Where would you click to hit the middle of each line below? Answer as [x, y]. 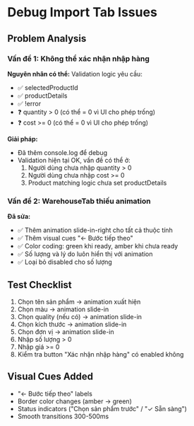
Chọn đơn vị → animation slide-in [66, 332]
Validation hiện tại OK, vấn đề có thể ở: [74, 160]
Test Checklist [40, 285]
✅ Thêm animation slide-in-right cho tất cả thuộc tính [95, 230]
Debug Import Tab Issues [82, 12]
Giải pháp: [23, 139]
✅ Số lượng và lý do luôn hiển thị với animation [85, 254]
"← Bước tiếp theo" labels [55, 393]
